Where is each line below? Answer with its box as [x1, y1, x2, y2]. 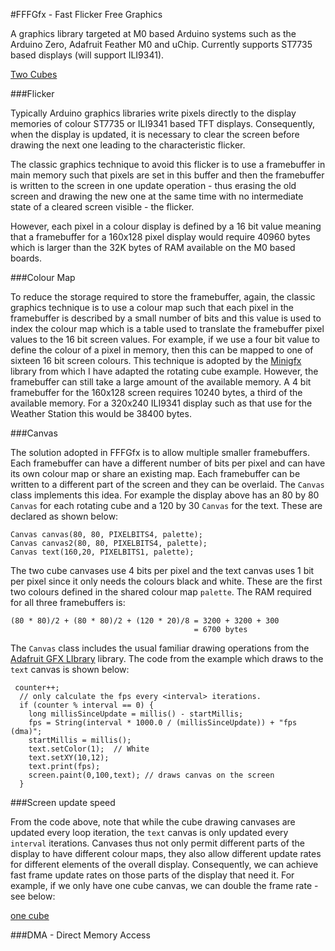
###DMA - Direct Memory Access [10, 929, 151, 941]
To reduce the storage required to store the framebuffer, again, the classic [10, 291, 316, 303]
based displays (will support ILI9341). [10, 49, 165, 61]
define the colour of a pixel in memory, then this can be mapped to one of [10, 344, 314, 356]
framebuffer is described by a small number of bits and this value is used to [10, 312, 322, 324]
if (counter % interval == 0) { [19, 700, 155, 710]
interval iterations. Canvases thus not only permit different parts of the [10, 837, 305, 849]
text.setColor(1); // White [28, 744, 150, 754]
